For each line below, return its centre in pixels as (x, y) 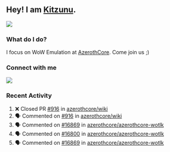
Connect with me (31, 68)
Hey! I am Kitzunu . (41, 10)
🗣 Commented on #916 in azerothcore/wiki (68, 116)
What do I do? (27, 39)
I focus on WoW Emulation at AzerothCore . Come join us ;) (78, 52)
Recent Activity (29, 96)
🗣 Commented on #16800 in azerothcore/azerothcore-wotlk (89, 134)
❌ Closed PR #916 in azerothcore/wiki (61, 108)
